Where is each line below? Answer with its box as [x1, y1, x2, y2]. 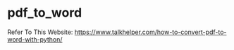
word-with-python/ [7, 35, 63, 43]
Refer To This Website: [7, 28, 73, 36]
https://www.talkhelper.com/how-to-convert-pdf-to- [74, 28, 227, 36]
